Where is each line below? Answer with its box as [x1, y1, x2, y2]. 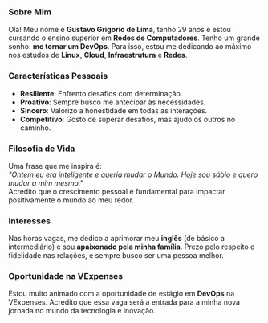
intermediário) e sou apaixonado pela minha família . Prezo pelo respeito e [8, 242, 255, 251]
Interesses [8, 215, 51, 227]
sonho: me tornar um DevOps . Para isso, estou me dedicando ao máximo [8, 42, 252, 51]
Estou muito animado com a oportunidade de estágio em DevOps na [8, 288, 235, 299]
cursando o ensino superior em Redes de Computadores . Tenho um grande [8, 33, 261, 43]
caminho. [19, 123, 51, 133]
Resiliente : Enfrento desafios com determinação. [19, 88, 183, 98]
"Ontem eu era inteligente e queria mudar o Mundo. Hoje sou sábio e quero [8, 170, 258, 179]
